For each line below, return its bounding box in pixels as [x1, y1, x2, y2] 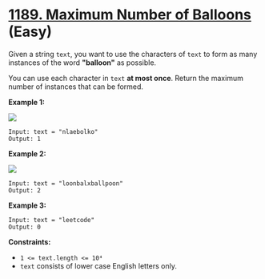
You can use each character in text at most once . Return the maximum [8, 73, 244, 83]
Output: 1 [8, 135, 42, 143]
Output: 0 [8, 223, 42, 231]
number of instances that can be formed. [8, 82, 144, 91]
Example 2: [8, 148, 46, 158]
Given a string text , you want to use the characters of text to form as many [8, 49, 258, 59]
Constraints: [8, 237, 51, 246]
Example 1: [8, 97, 46, 107]
